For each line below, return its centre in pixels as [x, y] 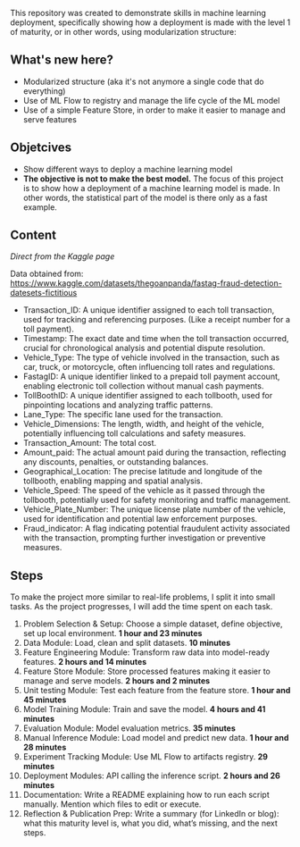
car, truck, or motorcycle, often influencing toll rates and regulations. [149, 367]
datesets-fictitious [44, 293]
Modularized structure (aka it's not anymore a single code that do [143, 81]
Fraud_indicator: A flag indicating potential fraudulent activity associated [157, 528]
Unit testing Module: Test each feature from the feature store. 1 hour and [157, 691]
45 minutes [45, 700]
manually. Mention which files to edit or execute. [112, 804]
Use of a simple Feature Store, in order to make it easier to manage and [154, 110]
